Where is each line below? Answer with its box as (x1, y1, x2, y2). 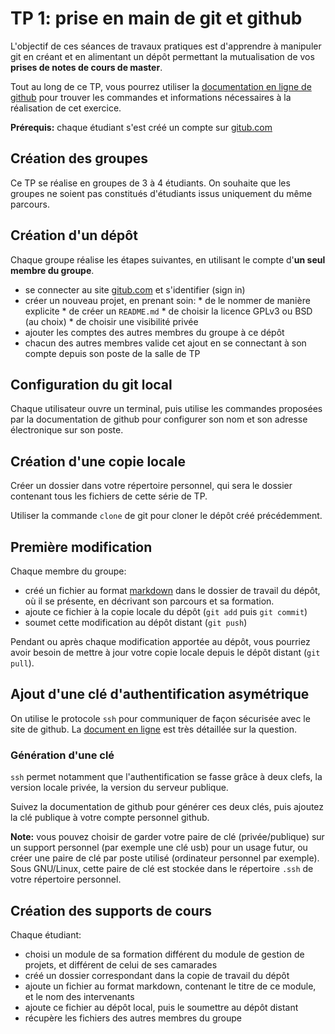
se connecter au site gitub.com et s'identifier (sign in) (24, 283, 246, 296)
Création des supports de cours (10, 902, 213, 919)
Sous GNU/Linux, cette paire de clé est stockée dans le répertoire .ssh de (10, 863, 314, 875)
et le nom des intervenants (24, 990, 135, 1002)
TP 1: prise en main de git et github (10, 7, 303, 30)
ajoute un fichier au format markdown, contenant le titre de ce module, (24, 980, 317, 992)
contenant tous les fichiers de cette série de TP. (10, 490, 208, 502)
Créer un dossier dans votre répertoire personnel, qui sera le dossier (10, 480, 293, 492)
